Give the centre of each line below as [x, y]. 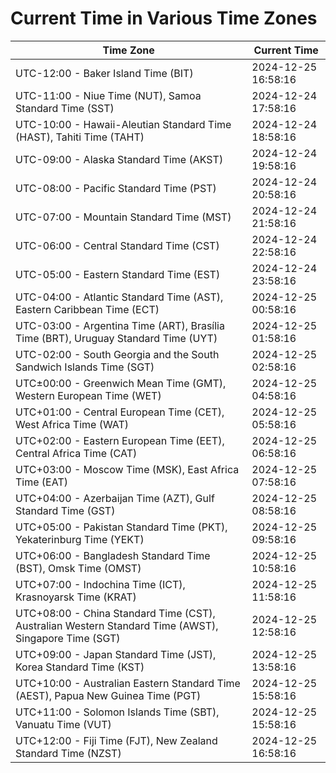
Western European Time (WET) [88, 395]
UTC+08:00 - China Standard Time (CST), [115, 613]
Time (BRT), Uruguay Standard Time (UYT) [116, 338]
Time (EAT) [41, 482]
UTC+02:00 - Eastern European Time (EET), [120, 440]
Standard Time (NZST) [68, 753]
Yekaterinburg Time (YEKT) [80, 539]
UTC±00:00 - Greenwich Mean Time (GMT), [121, 383]
